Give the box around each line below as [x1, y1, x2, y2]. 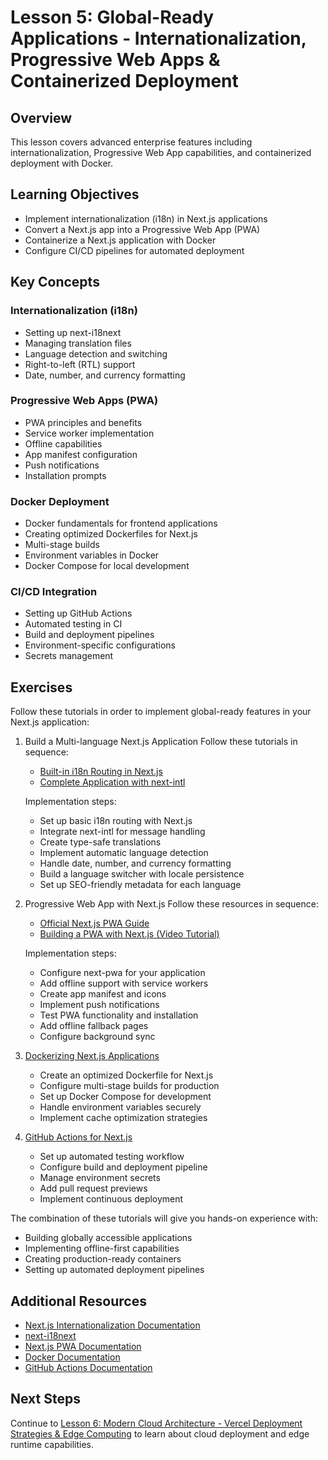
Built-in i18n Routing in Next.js [39, 766, 163, 778]
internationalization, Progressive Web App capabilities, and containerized [10, 147, 312, 158]
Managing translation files [24, 337, 132, 349]
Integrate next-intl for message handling [39, 826, 206, 838]
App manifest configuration [24, 448, 138, 460]
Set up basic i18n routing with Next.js [39, 815, 193, 827]
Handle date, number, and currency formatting [39, 857, 232, 870]
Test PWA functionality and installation [39, 1009, 199, 1021]
